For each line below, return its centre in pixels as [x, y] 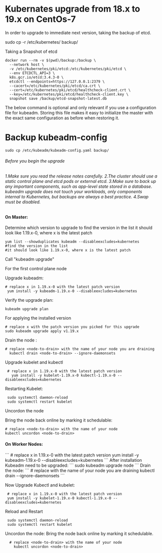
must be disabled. [23, 202]
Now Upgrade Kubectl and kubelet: [40, 485]
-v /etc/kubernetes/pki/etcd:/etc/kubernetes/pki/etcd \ [68, 69]
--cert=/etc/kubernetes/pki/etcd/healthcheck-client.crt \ [70, 90]
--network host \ [27, 65]
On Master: [16, 217]
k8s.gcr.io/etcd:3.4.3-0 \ [37, 77]
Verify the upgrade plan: [29, 300]
